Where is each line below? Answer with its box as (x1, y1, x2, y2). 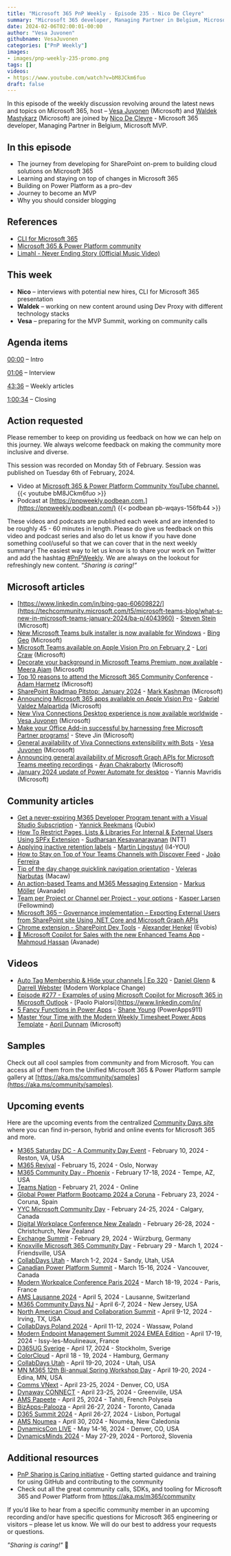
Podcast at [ (16, 497, 52, 505)
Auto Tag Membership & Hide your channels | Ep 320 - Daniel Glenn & (16, 976, 216, 984)
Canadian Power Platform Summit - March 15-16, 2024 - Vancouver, (16, 1264, 210, 1272)
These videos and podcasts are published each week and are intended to (7, 518, 215, 526)
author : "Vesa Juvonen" (7, 29, 76, 37)
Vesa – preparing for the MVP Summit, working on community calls (16, 316, 208, 325)
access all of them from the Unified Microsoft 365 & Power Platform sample (7, 1065, 221, 1074)
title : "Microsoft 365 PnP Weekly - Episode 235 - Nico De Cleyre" (7, 10, 205, 17)
